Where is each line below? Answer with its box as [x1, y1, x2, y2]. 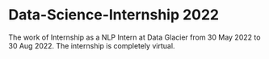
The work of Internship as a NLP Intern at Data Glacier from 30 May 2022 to [8, 32, 261, 42]
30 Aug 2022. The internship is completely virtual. [8, 40, 175, 50]
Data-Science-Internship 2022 [8, 6, 220, 24]
